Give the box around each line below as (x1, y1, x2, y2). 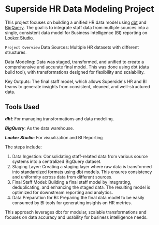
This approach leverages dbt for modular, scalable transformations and (5, 209, 146, 215)
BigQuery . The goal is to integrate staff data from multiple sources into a (5, 24, 149, 30)
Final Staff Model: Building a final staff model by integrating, (12, 179, 131, 185)
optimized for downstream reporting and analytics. (12, 189, 113, 195)
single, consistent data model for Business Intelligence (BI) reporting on (5, 30, 147, 35)
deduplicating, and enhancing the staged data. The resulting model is (12, 184, 151, 190)
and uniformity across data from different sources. (12, 174, 113, 180)
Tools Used (5, 103, 40, 111)
